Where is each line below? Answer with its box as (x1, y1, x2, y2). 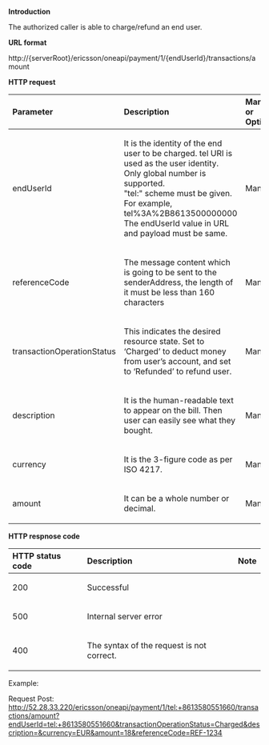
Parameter (12, 106, 54, 117)
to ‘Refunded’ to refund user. (123, 366, 232, 377)
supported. (123, 178, 166, 189)
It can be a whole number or (123, 493, 230, 503)
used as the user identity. (123, 158, 219, 169)
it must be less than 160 (123, 287, 215, 298)
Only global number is (123, 168, 207, 178)
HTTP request (8, 78, 56, 86)
